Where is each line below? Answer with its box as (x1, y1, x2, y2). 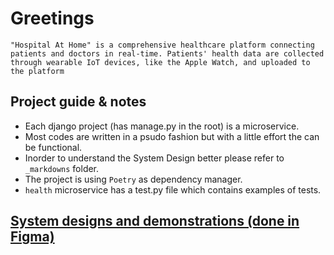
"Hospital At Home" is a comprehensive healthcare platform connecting (10, 40, 315, 50)
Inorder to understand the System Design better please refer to (24, 152, 285, 164)
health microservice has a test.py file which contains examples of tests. (24, 183, 322, 196)
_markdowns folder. (24, 162, 100, 174)
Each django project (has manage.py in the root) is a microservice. (24, 120, 300, 132)
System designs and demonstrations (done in (10, 213, 300, 230)
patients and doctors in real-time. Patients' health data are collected (10, 48, 325, 59)
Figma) (10, 228, 55, 246)
